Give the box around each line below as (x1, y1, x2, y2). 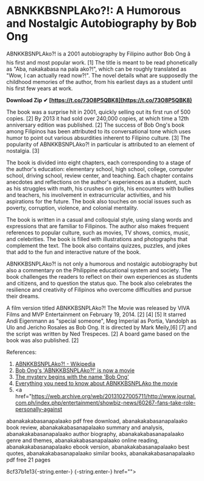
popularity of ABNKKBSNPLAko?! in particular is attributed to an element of (6, 141, 195, 148)
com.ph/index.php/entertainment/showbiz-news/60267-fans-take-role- (15, 399, 196, 406)
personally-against (15, 406, 63, 413)
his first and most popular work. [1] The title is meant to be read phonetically (6, 58, 198, 66)
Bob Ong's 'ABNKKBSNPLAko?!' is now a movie (15, 367, 135, 374)
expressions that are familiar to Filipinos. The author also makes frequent (6, 222, 189, 230)
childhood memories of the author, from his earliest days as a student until (6, 78, 193, 85)
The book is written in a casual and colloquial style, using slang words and (6, 216, 193, 223)
